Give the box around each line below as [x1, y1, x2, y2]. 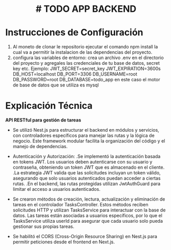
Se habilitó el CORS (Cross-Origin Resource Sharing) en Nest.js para [12, 234, 158, 240]
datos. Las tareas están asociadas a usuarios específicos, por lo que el [12, 212, 163, 219]
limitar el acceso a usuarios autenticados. [12, 186, 101, 192]
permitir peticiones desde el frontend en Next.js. [12, 239, 115, 245]
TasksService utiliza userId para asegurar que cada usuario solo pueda [12, 218, 163, 224]
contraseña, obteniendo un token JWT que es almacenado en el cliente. [12, 164, 165, 170]
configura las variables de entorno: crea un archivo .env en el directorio [12, 55, 164, 61]
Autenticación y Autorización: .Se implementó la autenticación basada [12, 153, 161, 159]
